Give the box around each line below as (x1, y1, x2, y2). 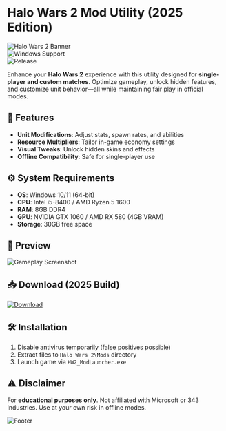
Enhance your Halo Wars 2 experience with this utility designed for (7, 70, 198, 78)
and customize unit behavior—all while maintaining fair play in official (7, 85, 203, 93)
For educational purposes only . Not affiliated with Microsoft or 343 (7, 396, 200, 404)
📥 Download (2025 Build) (7, 279, 120, 291)
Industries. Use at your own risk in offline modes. (7, 403, 147, 411)
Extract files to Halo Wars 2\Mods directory (17, 350, 137, 359)
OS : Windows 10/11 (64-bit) (17, 191, 95, 199)
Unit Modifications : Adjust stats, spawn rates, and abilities (17, 130, 185, 138)
